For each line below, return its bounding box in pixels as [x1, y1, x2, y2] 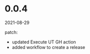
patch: [4, 29, 18, 35]
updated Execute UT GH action [11, 38, 76, 45]
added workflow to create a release [11, 44, 85, 50]
